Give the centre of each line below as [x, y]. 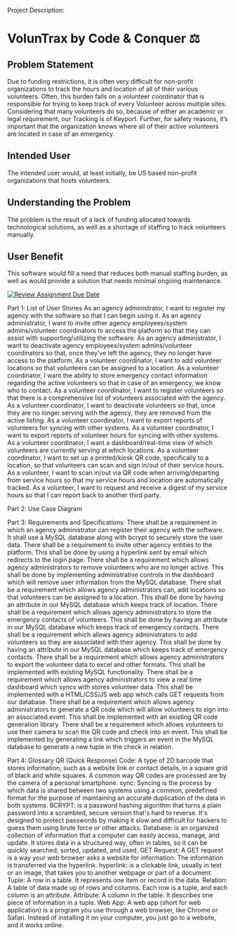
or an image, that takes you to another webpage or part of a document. [110, 873]
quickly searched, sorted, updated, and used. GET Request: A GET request [115, 851]
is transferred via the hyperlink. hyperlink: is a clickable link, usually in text [115, 865]
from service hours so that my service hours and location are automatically [116, 480]
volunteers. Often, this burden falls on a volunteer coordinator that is [106, 96]
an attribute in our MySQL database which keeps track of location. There [112, 605]
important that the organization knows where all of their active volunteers [113, 126]
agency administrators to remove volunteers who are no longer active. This [116, 567]
